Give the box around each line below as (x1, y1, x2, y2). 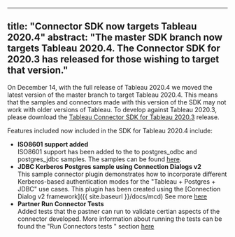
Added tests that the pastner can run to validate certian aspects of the (17, 207, 220, 215)
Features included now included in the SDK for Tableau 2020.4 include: (7, 126, 213, 135)
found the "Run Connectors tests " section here (17, 222, 155, 230)
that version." (7, 65, 69, 76)
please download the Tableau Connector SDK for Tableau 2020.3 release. (7, 113, 220, 121)
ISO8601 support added (17, 140, 89, 148)
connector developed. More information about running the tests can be (17, 215, 222, 223)
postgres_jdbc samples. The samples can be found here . (17, 155, 182, 163)
